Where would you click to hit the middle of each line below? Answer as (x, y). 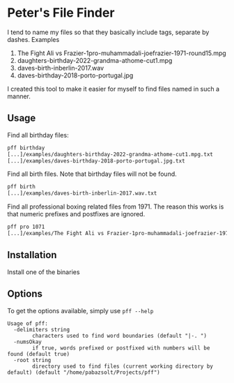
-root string (32, 360)
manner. (19, 96)
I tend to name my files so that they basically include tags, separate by (108, 32)
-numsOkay (28, 342)
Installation (32, 255)
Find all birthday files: (38, 135)
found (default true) (39, 354)
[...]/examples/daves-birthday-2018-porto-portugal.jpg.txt (96, 161)
